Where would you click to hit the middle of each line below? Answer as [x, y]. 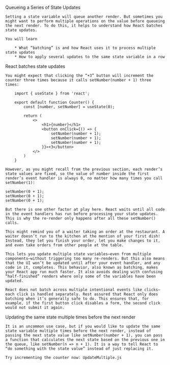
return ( [33, 116]
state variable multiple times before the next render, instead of [78, 331]
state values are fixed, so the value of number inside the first [77, 174]
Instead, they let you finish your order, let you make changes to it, [83, 241]
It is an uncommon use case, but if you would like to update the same [83, 326]
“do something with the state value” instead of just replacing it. [79, 349]
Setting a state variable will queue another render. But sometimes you [84, 17]
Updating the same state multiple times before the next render [70, 317]
